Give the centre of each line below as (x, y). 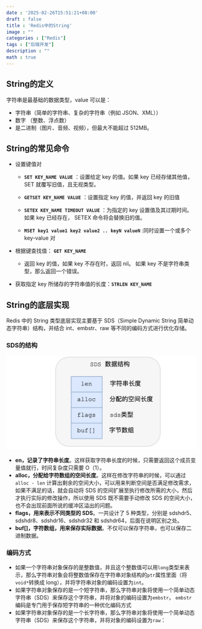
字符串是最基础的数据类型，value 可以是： (59, 100)
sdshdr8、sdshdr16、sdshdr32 (54, 521)
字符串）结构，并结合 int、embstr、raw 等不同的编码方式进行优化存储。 (100, 328)
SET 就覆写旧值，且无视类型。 (62, 185)
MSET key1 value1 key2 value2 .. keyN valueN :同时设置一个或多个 (107, 231)
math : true (21, 57)
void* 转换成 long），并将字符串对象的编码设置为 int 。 (81, 582)
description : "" (28, 51)
